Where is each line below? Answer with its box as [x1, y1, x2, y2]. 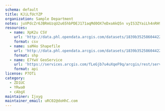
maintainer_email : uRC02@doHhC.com [5, 99, 78, 104]
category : [5, 76, 26, 81]
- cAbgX [9, 89, 26, 94]
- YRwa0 [9, 84, 26, 90]
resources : [5, 26, 27, 30]
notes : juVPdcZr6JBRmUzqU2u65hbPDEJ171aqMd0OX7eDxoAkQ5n [5, 21, 124, 26]
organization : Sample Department [5, 16, 74, 21]
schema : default [5, 7, 38, 12]
